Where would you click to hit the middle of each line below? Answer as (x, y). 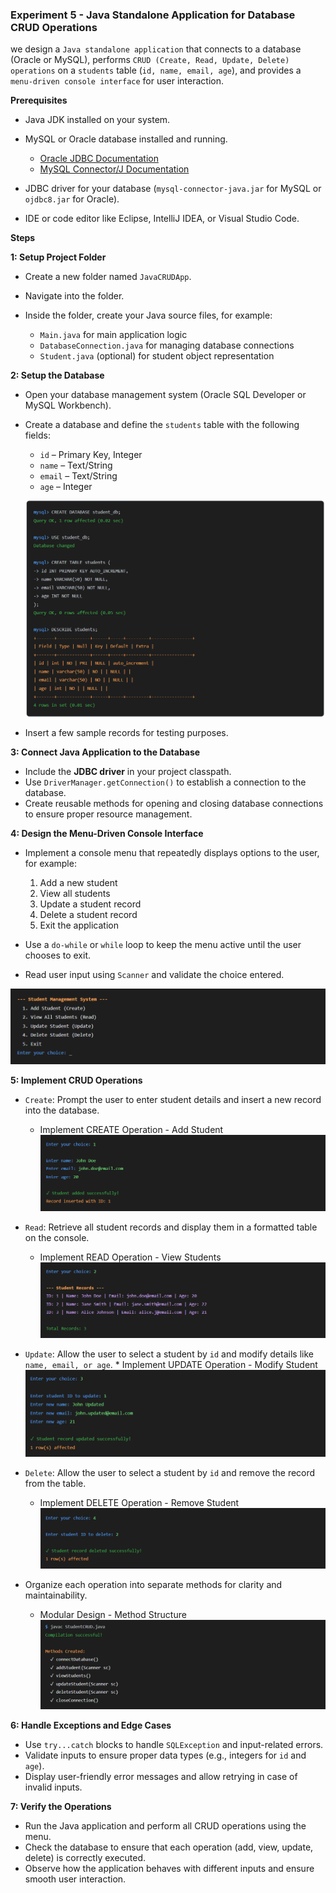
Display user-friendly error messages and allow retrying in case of (161, 1776)
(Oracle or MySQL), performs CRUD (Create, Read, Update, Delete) (150, 60)
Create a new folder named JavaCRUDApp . (108, 277)
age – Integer (66, 487)
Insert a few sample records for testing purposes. (126, 732)
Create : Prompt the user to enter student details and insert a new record (173, 1099)
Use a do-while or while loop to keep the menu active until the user (163, 944)
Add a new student (78, 882)
